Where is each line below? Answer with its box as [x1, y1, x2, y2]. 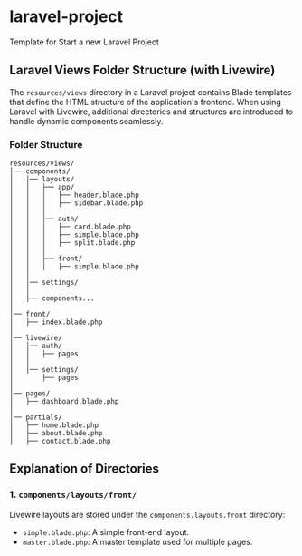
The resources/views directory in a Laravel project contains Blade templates [9, 86, 292, 97]
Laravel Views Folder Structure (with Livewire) [9, 63, 276, 78]
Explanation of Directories [9, 461, 160, 477]
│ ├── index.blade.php [9, 317, 103, 327]
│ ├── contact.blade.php [9, 437, 111, 446]
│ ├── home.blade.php [9, 421, 99, 430]
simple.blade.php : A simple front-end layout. [22, 526, 190, 537]
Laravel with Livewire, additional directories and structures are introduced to [9, 106, 294, 117]
